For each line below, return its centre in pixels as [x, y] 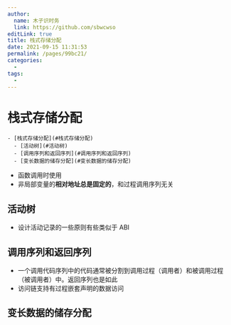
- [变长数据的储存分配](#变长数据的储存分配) [72, 161]
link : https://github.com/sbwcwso [65, 27]
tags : [15, 73]
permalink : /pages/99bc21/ [47, 54]
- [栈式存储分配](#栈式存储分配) [50, 139]
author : [19, 14]
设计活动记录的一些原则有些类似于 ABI [74, 227]
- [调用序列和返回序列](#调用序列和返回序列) [72, 154]
